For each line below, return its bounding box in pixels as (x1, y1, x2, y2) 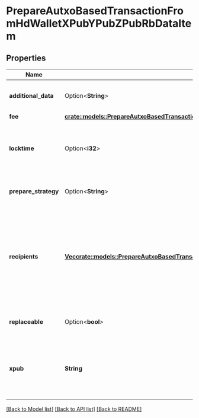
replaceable (9, 318, 43, 326)
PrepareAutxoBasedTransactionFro (6, 4, 184, 18)
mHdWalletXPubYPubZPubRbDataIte (6, 17, 192, 30)
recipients (9, 253, 38, 260)
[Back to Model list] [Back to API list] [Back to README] (6, 406, 142, 413)
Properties (6, 53, 46, 63)
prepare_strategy (9, 187, 59, 195)
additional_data (9, 92, 54, 100)
